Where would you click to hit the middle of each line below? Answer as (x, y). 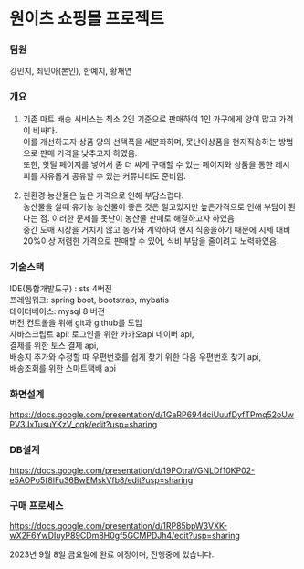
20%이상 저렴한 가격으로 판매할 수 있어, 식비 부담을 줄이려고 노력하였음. (151, 241)
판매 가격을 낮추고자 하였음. (89, 153)
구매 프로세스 (37, 505)
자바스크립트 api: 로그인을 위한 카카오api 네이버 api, (102, 334)
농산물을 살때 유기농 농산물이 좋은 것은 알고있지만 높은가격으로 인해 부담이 (154, 206)
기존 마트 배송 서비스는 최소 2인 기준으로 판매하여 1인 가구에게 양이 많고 (149, 119)
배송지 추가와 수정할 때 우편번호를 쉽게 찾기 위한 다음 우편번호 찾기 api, (136, 357)
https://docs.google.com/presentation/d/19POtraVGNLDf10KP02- (132, 470)
